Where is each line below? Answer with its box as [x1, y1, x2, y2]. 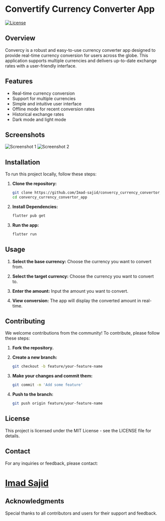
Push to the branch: [12, 391, 54, 397]
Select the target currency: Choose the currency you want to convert [12, 273, 154, 279]
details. [5, 433, 20, 439]
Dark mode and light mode [12, 116, 66, 122]
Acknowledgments [5, 497, 65, 506]
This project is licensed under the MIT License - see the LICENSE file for [5, 427, 151, 433]
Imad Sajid [5, 477, 49, 488]
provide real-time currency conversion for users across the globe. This [5, 52, 148, 58]
